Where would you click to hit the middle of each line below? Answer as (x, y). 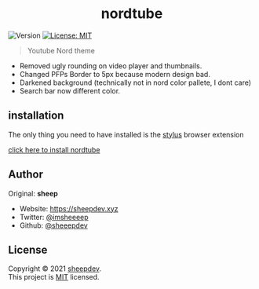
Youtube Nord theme (61, 50)
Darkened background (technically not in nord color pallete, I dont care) (135, 82)
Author (26, 175)
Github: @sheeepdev (53, 225)
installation (36, 116)
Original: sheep (33, 193)
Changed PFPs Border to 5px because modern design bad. (115, 74)
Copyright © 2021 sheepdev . (55, 269)
